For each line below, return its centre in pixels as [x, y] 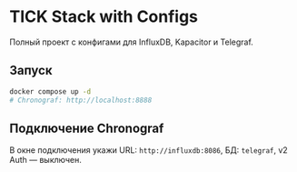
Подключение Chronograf [87, 128]
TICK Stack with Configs [104, 17]
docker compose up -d [50, 91]
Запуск [31, 71]
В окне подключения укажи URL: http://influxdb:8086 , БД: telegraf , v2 [148, 150]
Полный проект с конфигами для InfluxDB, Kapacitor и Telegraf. [132, 42]
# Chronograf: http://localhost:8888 [81, 100]
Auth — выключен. [45, 160]
